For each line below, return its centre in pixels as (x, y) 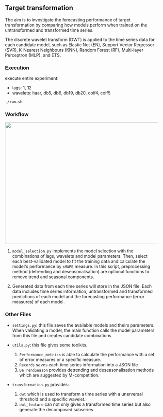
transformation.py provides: (41, 384)
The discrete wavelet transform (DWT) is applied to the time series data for (80, 39)
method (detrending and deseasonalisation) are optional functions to (81, 272)
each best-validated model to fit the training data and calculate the (79, 261)
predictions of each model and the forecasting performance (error (78, 297)
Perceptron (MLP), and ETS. (33, 55)
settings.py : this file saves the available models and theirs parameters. (83, 325)
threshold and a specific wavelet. (52, 399)
